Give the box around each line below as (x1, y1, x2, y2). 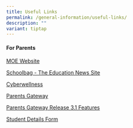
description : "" (6, 20, 47, 26)
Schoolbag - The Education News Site (6, 69, 101, 76)
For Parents (6, 44, 36, 51)
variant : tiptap (6, 25, 47, 32)
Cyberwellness (6, 81, 43, 88)
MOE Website (6, 58, 40, 65)
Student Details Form (6, 115, 59, 123)
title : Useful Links (6, 8, 58, 15)
